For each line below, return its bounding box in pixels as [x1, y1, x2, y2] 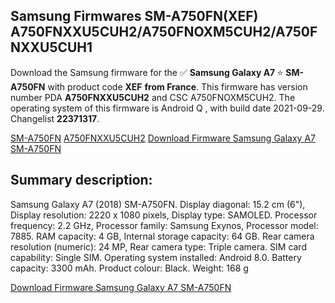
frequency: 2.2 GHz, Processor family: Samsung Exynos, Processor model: [10, 219, 319, 231]
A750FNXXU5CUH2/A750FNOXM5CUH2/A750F [10, 24, 318, 41]
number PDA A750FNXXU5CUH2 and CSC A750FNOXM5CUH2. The [10, 91, 296, 103]
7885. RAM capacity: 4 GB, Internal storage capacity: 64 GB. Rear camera [10, 230, 315, 242]
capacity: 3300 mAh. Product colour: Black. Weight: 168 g [10, 262, 249, 274]
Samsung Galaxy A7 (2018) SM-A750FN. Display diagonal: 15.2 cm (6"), [10, 198, 306, 210]
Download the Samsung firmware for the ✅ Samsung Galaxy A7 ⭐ [10, 66, 284, 78]
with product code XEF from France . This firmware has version [47, 80, 308, 93]
